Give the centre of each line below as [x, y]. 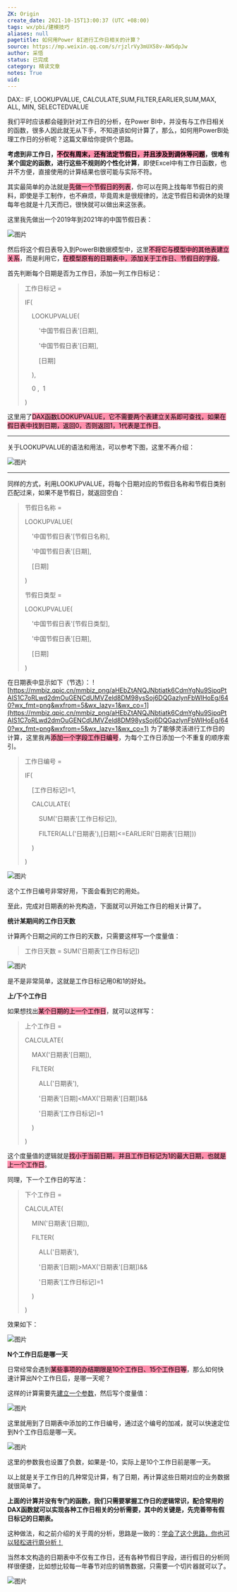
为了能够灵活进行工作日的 [188, 729]
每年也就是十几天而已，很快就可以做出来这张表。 [78, 205]
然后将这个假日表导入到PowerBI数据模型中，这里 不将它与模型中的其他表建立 [118, 250]
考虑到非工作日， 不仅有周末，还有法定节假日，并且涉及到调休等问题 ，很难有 [119, 154]
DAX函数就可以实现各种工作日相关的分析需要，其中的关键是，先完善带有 [113, 1510]
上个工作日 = [43, 1026]
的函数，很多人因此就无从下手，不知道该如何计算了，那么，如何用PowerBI [115, 131]
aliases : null [28, 34]
